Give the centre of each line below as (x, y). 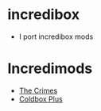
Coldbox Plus (41, 99)
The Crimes (38, 90)
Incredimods (50, 69)
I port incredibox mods (56, 36)
